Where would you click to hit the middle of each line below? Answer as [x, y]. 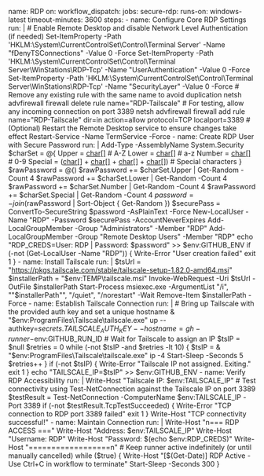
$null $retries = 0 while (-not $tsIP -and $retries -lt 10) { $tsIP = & [114, 347]
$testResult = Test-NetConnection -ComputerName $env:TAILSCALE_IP [125, 397]
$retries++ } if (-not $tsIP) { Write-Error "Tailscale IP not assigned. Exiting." [130, 364]
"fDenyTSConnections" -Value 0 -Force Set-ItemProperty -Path [111, 53]
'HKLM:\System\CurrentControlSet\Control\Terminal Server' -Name [117, 45]
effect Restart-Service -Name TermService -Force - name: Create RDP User [131, 136]
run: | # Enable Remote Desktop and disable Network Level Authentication [128, 28]
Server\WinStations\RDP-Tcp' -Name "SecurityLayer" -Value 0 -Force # [124, 86]
